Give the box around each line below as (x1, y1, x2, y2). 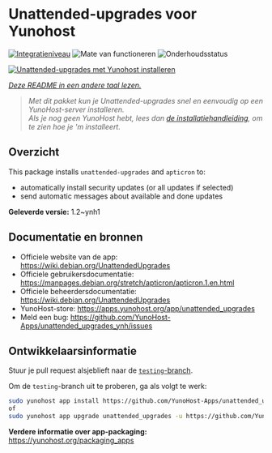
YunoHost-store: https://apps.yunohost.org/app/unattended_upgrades (19, 303, 255, 313)
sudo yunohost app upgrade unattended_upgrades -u (8, 412, 183, 421)
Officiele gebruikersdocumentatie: (19, 269, 134, 279)
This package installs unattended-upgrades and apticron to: (8, 167, 206, 177)
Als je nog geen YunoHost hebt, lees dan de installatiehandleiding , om (28, 113, 263, 122)
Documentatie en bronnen (8, 230, 143, 244)
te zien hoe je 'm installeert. (28, 122, 121, 131)
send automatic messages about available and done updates (19, 191, 223, 201)
